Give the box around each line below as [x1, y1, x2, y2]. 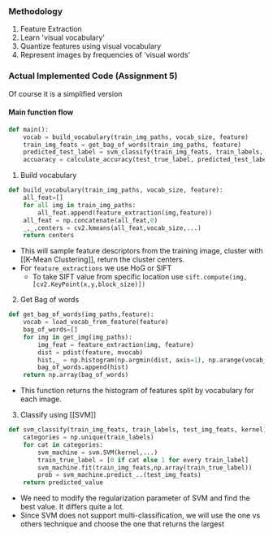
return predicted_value [23, 479, 104, 487]
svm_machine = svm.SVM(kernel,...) [37, 448, 158, 457]
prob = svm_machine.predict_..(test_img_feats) [37, 471, 201, 479]
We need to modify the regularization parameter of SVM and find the [19, 493, 250, 503]
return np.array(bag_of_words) [23, 371, 129, 379]
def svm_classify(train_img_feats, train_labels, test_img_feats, [8, 426, 238, 434]
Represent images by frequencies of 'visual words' [19, 50, 191, 60]
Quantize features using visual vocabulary [19, 41, 162, 51]
